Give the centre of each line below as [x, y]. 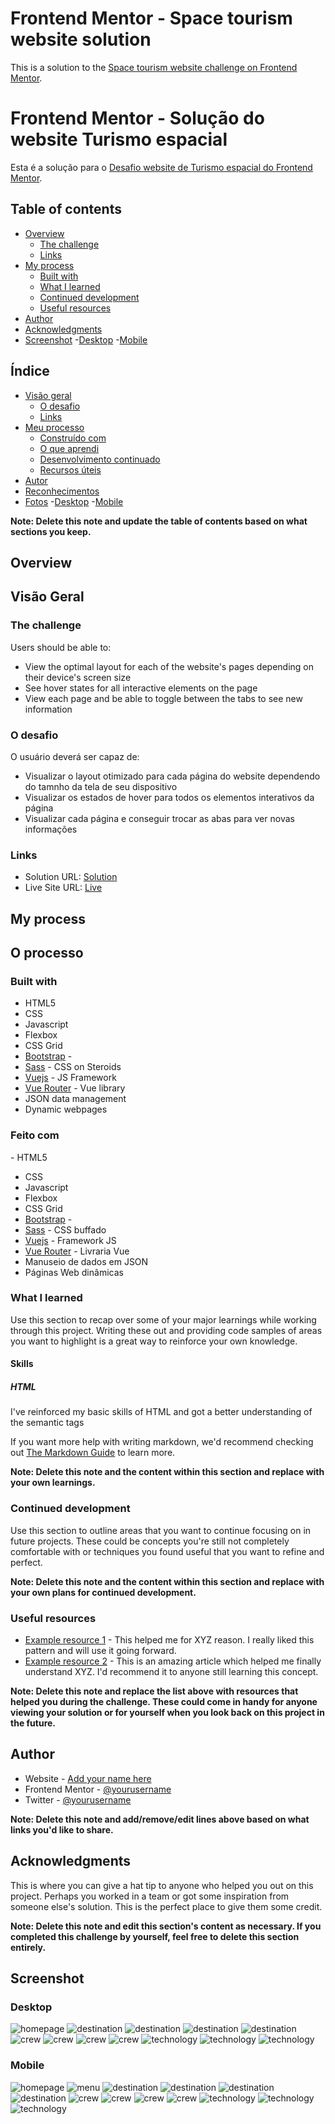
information [48, 709]
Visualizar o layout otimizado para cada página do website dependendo [172, 776]
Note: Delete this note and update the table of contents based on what [159, 521]
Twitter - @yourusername [78, 1799]
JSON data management [75, 1099]
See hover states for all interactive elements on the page [141, 688]
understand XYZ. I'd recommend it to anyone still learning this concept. [171, 1671]
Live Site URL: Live [63, 888]
